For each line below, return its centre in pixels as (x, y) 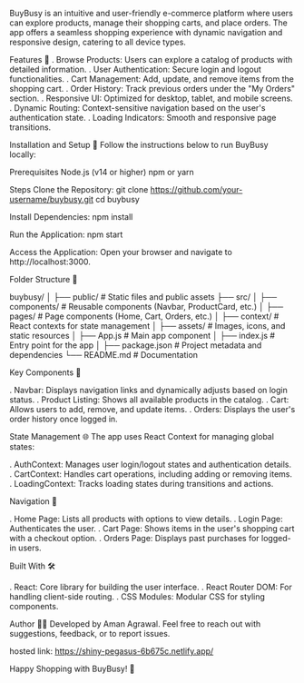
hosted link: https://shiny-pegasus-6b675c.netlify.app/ (112, 651)
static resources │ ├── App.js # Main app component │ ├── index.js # (142, 336)
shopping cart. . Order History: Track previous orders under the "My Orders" (152, 89)
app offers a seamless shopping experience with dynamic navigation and (146, 32)
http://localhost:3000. (50, 262)
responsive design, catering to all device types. (98, 42)
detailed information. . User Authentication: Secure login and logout (135, 69)
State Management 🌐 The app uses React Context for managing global (142, 436)
